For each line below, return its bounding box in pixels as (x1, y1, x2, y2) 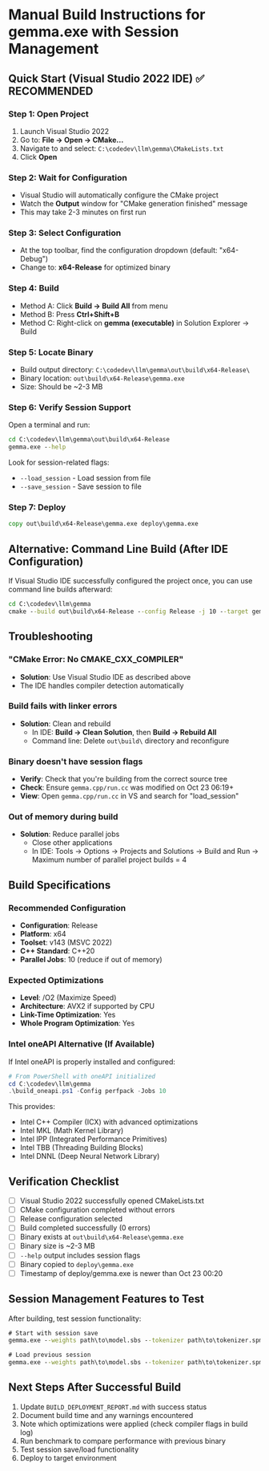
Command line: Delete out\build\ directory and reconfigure (31, 736, 230, 746)
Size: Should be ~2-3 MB (19, 382, 103, 392)
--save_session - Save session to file (19, 482, 142, 491)
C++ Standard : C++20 (19, 946, 95, 956)
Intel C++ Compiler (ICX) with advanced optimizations (19, 1117, 199, 1127)
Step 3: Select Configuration (8, 227, 122, 238)
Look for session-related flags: (8, 457, 110, 467)
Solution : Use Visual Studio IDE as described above (19, 672, 191, 681)
